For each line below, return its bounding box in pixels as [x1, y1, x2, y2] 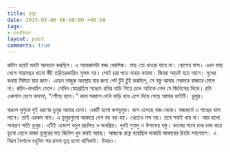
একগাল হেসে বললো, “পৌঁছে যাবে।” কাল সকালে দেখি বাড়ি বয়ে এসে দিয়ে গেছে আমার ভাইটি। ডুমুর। [7, 92, 205, 100]
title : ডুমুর [7, 10, 36, 17]
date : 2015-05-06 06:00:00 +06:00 [7, 17, 106, 23]
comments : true [7, 42, 51, 49]
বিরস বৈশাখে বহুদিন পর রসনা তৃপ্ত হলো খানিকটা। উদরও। [7, 137, 118, 144]
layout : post [7, 36, 45, 43]
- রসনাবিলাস [7, 29, 31, 36]
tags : [7, 23, 23, 30]
